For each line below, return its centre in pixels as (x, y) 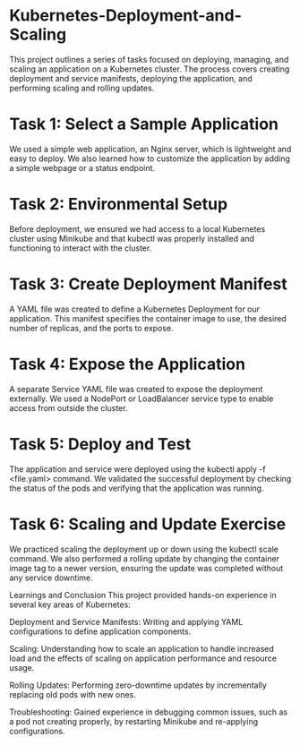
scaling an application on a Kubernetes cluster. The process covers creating (150, 69)
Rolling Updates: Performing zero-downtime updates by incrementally (138, 685)
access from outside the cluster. (69, 407)
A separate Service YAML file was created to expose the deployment (136, 389)
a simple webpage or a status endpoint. (82, 167)
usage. (22, 667)
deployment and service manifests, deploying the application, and (131, 78)
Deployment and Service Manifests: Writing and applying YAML (126, 621)
